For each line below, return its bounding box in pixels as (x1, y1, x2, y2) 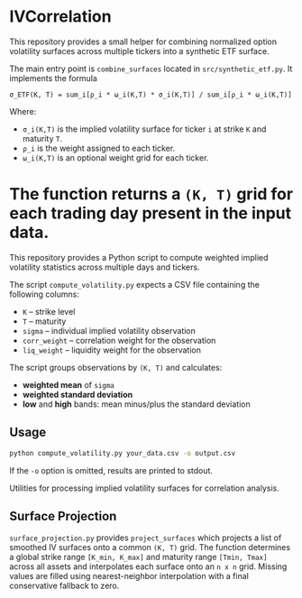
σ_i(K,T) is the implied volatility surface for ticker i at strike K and (22, 124, 267, 134)
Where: (9, 106, 37, 116)
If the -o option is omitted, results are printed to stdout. (9, 465, 214, 475)
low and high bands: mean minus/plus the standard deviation (22, 399, 251, 409)
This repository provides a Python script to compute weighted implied (9, 252, 269, 262)
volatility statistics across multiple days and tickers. (9, 262, 200, 272)
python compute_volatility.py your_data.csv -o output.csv (9, 448, 236, 457)
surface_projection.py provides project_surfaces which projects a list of (9, 532, 282, 543)
